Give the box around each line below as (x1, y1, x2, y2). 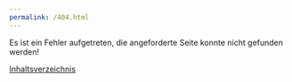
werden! (9, 46, 40, 57)
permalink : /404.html (9, 12, 90, 22)
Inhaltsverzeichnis (9, 63, 77, 74)
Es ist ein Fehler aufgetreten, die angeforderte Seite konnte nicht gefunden (9, 37, 283, 48)
